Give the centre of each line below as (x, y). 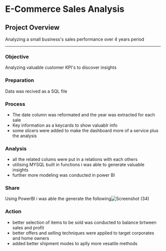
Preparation (20, 80)
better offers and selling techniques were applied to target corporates (83, 233)
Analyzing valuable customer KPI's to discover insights (61, 67)
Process (15, 104)
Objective (17, 56)
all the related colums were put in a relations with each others (75, 159)
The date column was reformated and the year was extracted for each (84, 114)
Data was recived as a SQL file (36, 91)
